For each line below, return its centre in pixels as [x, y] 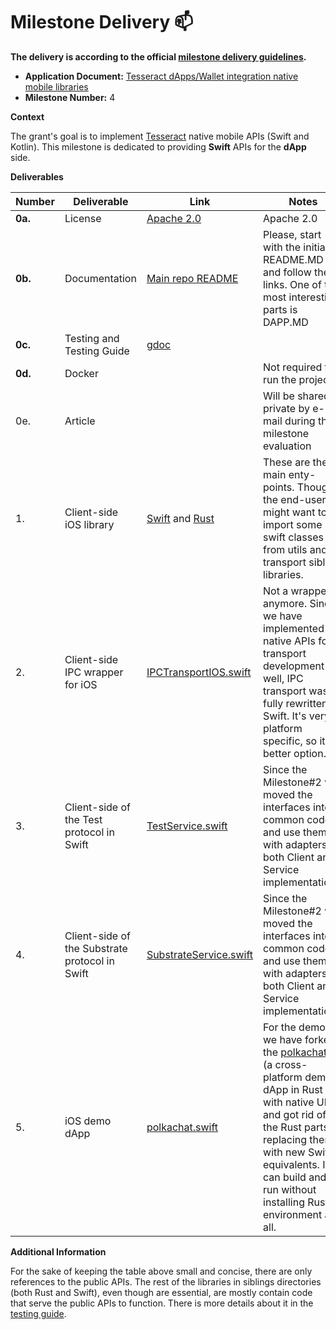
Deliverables [37, 176]
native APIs [289, 641]
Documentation [100, 278]
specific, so [290, 741]
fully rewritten [295, 703]
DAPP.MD [286, 322]
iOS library [89, 524]
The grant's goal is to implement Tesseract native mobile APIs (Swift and [160, 136]
